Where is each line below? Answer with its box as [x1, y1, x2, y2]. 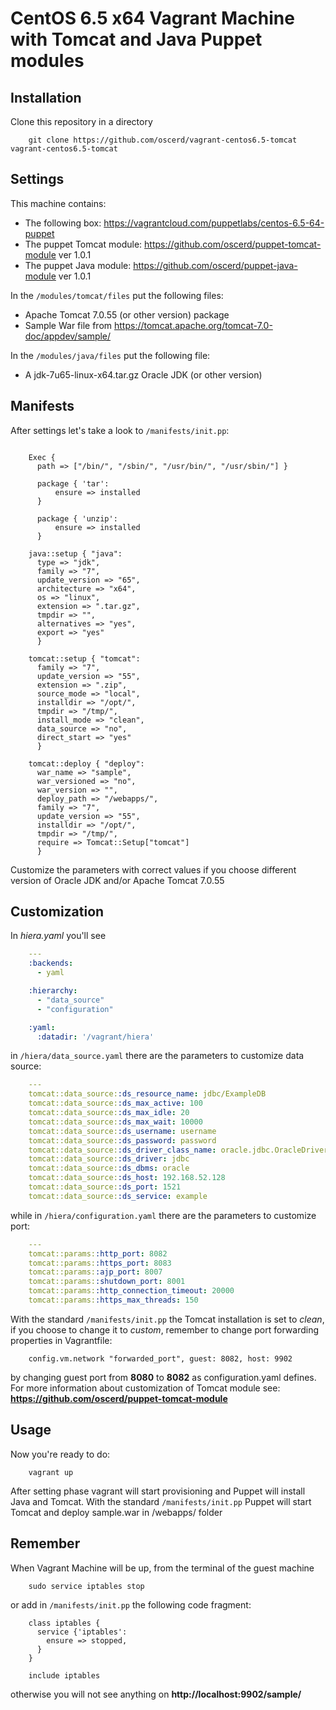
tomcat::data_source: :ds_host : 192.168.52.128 [28, 1173, 226, 1183]
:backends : [28, 958, 74, 969]
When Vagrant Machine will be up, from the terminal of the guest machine [10, 1562, 315, 1574]
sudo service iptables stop [28, 1581, 145, 1591]
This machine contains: [10, 197, 107, 209]
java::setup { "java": [28, 548, 123, 559]
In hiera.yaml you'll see [10, 930, 107, 942]
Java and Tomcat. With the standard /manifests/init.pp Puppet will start [10, 1495, 312, 1507]
